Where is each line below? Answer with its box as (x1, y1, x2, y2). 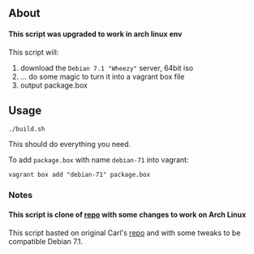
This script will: (8, 47, 59, 57)
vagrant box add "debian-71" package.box (8, 170, 151, 179)
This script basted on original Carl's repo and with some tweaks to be (8, 227, 241, 238)
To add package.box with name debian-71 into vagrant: (8, 155, 189, 165)
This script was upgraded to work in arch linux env (8, 28, 183, 39)
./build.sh (8, 125, 45, 133)
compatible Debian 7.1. (8, 236, 84, 246)
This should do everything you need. (8, 140, 131, 149)
